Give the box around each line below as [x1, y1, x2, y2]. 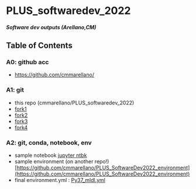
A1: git [6, 86, 25, 94]
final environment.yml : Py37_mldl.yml [14, 177, 105, 184]
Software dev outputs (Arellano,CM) [6, 23, 97, 30]
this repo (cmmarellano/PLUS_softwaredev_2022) [14, 99, 135, 106]
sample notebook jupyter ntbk [14, 152, 87, 159]
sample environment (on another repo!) [14, 158, 109, 165]
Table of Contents [6, 41, 73, 51]
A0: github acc [6, 58, 49, 66]
